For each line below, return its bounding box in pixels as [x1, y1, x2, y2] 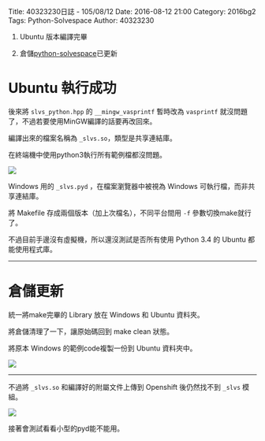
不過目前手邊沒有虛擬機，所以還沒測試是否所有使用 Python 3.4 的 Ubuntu [8, 235, 247, 244]
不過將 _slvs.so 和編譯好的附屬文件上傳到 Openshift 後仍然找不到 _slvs [8, 382, 241, 391]
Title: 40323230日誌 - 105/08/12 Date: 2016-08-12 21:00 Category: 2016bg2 [8, 7, 256, 16]
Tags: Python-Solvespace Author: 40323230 [8, 16, 155, 25]
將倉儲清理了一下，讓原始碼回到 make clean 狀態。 [8, 326, 174, 336]
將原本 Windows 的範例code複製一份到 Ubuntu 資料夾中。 [8, 343, 197, 353]
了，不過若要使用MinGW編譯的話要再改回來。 [8, 117, 157, 126]
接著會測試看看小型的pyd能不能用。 [8, 424, 125, 433]
